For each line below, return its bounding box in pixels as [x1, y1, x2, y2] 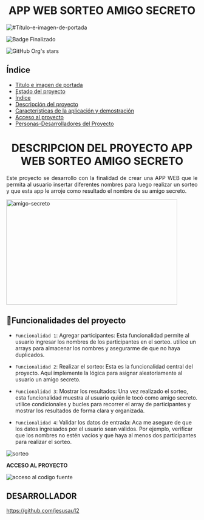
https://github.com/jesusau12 [6, 507, 80, 515]
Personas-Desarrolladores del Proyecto [15, 120, 114, 127]
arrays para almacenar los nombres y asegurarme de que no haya [15, 344, 180, 352]
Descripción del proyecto [15, 100, 79, 108]
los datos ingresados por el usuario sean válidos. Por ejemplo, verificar [15, 425, 193, 432]
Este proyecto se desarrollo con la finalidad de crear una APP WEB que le [6, 174, 198, 181]
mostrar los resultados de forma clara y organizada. [15, 407, 145, 414]
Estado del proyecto [15, 88, 66, 95]
